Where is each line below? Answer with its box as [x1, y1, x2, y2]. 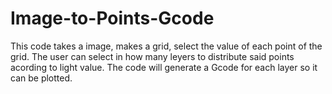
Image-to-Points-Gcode [10, 7, 215, 30]
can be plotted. [10, 72, 73, 84]
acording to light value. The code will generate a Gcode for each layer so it [10, 61, 318, 73]
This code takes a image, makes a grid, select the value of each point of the [10, 40, 323, 52]
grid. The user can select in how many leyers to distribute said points [10, 50, 295, 62]
